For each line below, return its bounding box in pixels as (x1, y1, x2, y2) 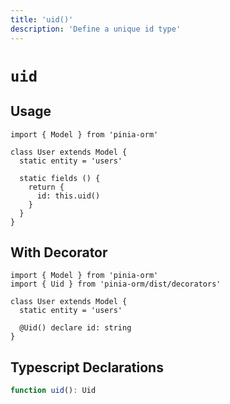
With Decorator (10, 244, 108, 261)
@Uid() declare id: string (19, 323, 132, 333)
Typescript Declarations (10, 359, 164, 376)
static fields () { (19, 173, 101, 183)
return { (28, 182, 65, 192)
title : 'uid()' (10, 14, 74, 25)
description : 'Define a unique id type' (10, 24, 182, 34)
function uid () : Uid (10, 386, 97, 396)
